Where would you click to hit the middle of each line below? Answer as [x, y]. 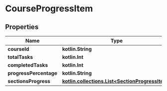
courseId [18, 49]
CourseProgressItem [49, 9]
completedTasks [28, 65]
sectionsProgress [29, 81]
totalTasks [20, 57]
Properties [22, 27]
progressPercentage [33, 73]
